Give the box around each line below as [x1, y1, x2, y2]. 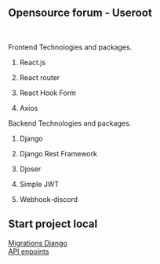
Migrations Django [8, 238, 68, 247]
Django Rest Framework [19, 148, 98, 158]
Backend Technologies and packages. [8, 118, 132, 128]
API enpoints [8, 247, 49, 256]
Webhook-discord [19, 194, 78, 203]
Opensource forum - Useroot [8, 6, 153, 20]
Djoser [19, 164, 42, 174]
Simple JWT [19, 179, 60, 189]
